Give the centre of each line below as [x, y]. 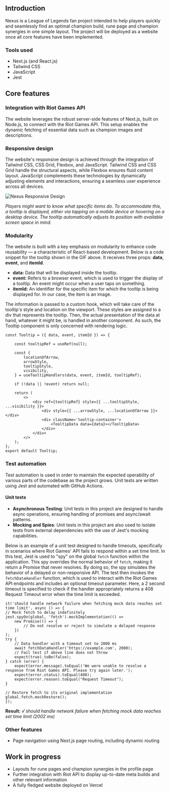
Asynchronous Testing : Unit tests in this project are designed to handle [88, 508]
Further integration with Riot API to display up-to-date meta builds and [86, 774]
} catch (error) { [25, 661]
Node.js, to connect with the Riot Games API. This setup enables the [77, 124]
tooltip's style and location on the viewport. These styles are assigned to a [83, 309]
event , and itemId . [25, 263]
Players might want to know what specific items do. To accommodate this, [83, 206]
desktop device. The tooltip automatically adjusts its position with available [84, 217]
